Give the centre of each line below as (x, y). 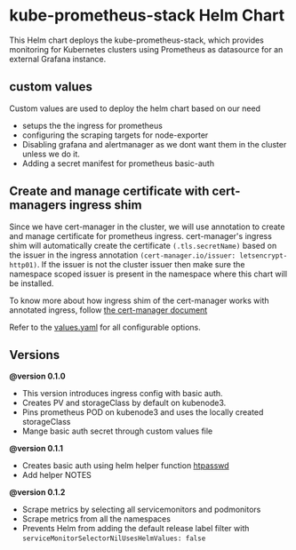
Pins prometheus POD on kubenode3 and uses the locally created (143, 412)
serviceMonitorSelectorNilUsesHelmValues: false (114, 538)
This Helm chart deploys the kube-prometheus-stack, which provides (137, 40)
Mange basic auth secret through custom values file (117, 431)
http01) (24, 265)
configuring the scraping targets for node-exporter (115, 135)
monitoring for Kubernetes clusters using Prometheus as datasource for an (146, 49)
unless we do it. (51, 154)
